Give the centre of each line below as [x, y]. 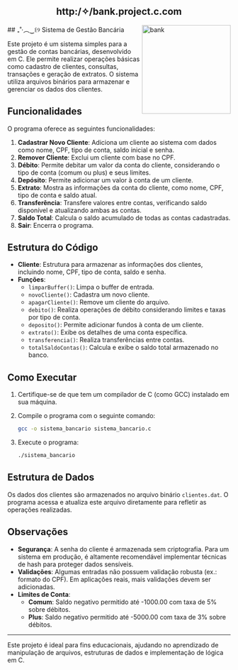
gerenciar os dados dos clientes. [55, 89]
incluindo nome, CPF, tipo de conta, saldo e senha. [92, 272]
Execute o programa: [48, 442]
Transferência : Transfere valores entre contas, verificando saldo [112, 202]
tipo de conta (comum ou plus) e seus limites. [84, 172]
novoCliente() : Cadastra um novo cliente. [89, 295]
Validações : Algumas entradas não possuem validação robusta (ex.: [117, 571]
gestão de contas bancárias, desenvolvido [69, 51]
